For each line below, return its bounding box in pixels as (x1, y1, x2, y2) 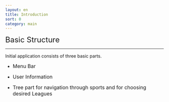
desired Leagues (12, 90, 53, 97)
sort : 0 (5, 16, 22, 21)
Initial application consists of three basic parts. (5, 53, 102, 59)
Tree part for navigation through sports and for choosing (12, 84, 147, 91)
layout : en (5, 7, 28, 12)
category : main (5, 21, 37, 26)
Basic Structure (5, 35, 60, 45)
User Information (12, 73, 53, 80)
